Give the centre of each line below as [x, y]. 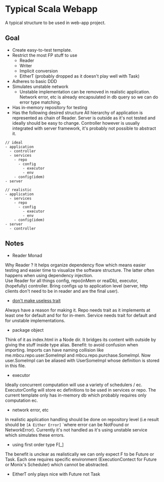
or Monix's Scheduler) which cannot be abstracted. [57, 464]
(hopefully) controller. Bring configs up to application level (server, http [77, 285]
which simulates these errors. [35, 435]
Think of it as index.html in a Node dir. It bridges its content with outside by [81, 340]
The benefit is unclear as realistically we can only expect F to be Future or [80, 454]
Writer [26, 65]
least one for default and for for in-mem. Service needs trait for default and [81, 315]
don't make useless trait [36, 300]
